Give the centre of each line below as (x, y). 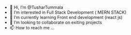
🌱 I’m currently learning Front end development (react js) (66, 17)
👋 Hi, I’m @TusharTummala (36, 7)
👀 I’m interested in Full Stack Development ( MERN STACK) (68, 12)
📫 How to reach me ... (32, 28)
